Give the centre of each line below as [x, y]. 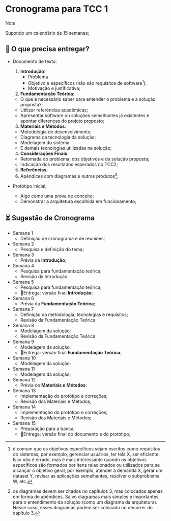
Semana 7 [23, 309]
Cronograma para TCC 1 [57, 9]
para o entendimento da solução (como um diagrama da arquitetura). [85, 502]
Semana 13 [24, 390]
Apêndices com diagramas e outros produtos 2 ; [69, 176]
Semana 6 [23, 298]
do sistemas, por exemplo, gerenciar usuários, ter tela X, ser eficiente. [86, 454]
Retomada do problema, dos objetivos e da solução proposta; [85, 159]
